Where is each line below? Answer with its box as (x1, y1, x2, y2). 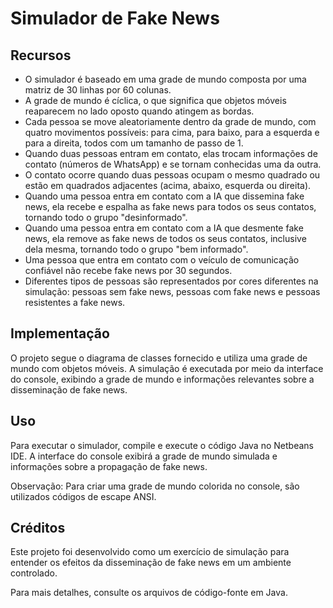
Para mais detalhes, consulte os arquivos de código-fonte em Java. (10, 587, 288, 599)
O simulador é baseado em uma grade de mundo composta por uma (24, 73, 307, 85)
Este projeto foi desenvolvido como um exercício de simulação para (10, 546, 290, 558)
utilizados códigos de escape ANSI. (10, 490, 157, 502)
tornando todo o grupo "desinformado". (24, 212, 188, 223)
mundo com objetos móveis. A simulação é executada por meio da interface (10, 362, 324, 374)
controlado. (10, 567, 58, 579)
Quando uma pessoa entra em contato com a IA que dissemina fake (24, 190, 305, 202)
